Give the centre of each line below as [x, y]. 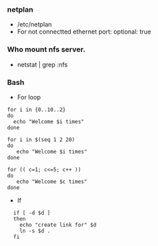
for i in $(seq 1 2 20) [41, 139]
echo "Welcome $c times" [52, 182]
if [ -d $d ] [32, 213]
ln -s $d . [35, 231]
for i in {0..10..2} [37, 110]
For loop [29, 97]
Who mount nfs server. [46, 49]
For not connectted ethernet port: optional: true [84, 32]
